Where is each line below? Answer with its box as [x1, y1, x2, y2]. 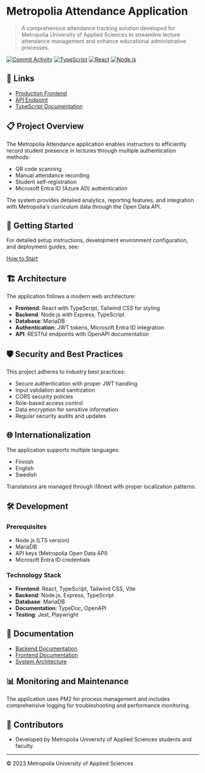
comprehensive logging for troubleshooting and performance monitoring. [6, 702, 190, 709]
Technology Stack [6, 571, 62, 580]
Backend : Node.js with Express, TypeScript [15, 311, 125, 318]
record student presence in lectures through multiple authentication [6, 146, 176, 154]
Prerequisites [6, 523, 47, 531]
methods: [6, 153, 31, 160]
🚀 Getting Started [6, 220, 74, 231]
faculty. [15, 742, 35, 750]
